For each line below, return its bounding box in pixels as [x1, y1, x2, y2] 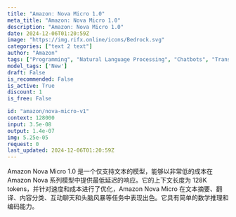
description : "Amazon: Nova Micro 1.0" [7, 23, 124, 30]
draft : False [7, 69, 46, 76]
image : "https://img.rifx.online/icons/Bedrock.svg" [7, 37, 165, 44]
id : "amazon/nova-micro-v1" [7, 108, 90, 115]
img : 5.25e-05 [7, 134, 49, 141]
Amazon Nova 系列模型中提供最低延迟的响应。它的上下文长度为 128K [7, 176, 207, 185]
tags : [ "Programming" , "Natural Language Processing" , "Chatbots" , [7, 56, 209, 63]
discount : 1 [7, 88, 42, 96]
